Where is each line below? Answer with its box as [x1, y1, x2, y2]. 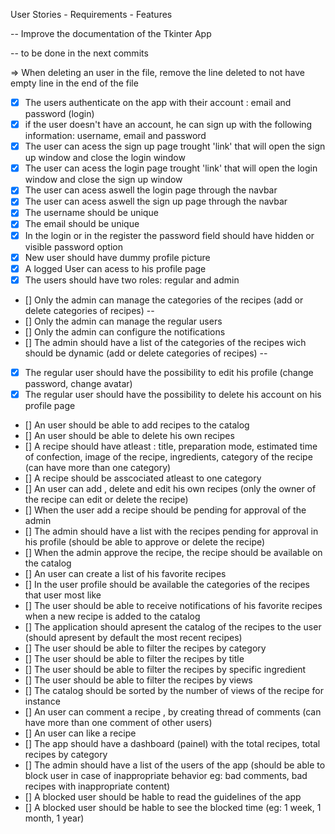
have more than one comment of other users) [24, 716, 213, 728]
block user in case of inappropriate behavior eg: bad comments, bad [24, 769, 308, 781]
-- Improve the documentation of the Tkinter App [10, 28, 212, 39]
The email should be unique [24, 218, 140, 230]
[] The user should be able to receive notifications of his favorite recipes [24, 599, 323, 611]
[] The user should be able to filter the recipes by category [24, 642, 267, 654]
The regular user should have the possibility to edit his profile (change [24, 366, 314, 378]
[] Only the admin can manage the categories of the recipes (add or [24, 294, 304, 306]
